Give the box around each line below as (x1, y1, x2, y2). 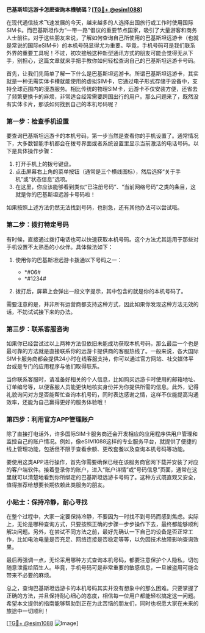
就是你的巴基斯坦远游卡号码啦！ (15, 191, 96, 198)
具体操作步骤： (16, 148, 55, 155)
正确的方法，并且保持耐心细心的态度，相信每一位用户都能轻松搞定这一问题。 (6, 592, 199, 599)
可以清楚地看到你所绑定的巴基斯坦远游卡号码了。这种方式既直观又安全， (16, 474, 199, 481)
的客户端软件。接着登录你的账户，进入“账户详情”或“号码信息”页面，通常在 (6, 466, 192, 473)
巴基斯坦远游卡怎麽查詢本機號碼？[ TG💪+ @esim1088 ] (6, 6, 143, 13)
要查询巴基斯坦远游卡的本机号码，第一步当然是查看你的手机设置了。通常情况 (6, 132, 199, 140)
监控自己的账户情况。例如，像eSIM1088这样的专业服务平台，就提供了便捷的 (6, 438, 197, 445)
